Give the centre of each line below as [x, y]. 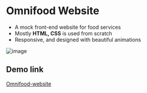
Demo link [25, 70]
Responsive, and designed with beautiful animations [78, 39]
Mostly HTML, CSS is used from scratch [64, 33]
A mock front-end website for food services [68, 27]
